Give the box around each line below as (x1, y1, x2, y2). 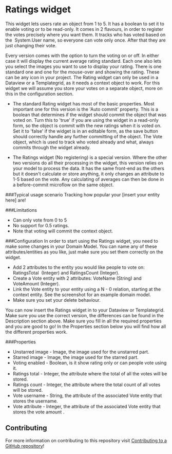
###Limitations (5, 207, 37, 213)
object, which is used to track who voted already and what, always (12, 139, 154, 145)
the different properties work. (5, 329, 68, 335)
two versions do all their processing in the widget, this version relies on (12, 159, 163, 166)
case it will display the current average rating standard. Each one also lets (5, 58, 162, 64)
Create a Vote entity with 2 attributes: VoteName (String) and (12, 275, 142, 281)
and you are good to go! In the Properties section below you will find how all (5, 323, 166, 330)
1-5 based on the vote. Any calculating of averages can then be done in (12, 176, 164, 182)
